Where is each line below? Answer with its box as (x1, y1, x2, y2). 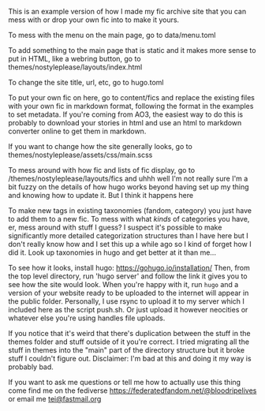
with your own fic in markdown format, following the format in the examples (8, 102, 254, 110)
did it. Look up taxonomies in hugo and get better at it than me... (8, 248, 217, 257)
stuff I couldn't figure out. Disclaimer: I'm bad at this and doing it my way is (8, 354, 252, 363)
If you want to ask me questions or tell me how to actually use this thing (8, 378, 241, 387)
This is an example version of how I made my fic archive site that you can (8, 7, 247, 16)
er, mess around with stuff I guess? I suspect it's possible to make (8, 222, 222, 232)
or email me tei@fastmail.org (8, 394, 102, 403)
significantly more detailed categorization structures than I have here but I (8, 231, 248, 240)
